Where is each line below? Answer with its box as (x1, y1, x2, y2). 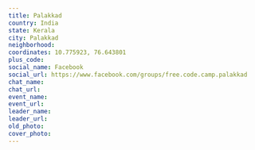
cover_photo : (8, 129, 52, 137)
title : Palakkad (8, 11, 62, 20)
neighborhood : (8, 41, 56, 49)
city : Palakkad (8, 33, 59, 42)
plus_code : (8, 56, 45, 64)
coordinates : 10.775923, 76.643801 (8, 48, 127, 56)
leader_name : (8, 108, 52, 116)
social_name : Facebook (8, 63, 84, 71)
